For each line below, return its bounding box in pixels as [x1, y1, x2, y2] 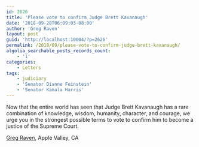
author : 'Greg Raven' [6, 25, 60, 32]
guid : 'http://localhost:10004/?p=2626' [6, 37, 109, 43]
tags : [6, 70, 20, 76]
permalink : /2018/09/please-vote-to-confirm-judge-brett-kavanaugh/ [6, 43, 180, 49]
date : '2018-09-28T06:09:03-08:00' [6, 20, 95, 26]
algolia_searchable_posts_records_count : [6, 48, 111, 54]
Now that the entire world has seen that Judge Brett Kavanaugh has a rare [6, 103, 189, 110]
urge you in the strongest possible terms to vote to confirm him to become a [6, 116, 194, 123]
